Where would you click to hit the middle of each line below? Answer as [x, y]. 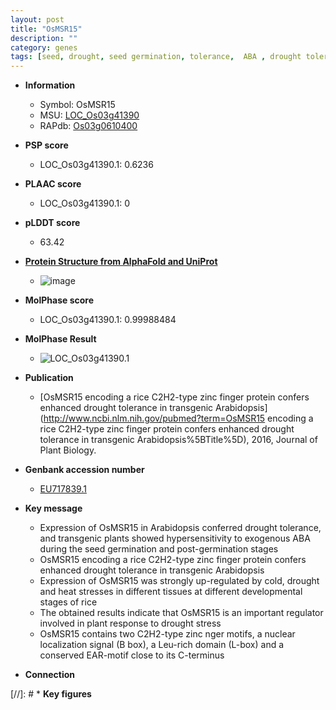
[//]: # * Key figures [51, 694]
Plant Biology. [68, 450]
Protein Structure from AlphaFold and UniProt [121, 262]
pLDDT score [52, 223]
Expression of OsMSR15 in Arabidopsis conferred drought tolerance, [180, 528]
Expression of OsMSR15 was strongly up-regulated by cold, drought [179, 581]
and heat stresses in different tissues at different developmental [171, 592]
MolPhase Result [60, 339]
